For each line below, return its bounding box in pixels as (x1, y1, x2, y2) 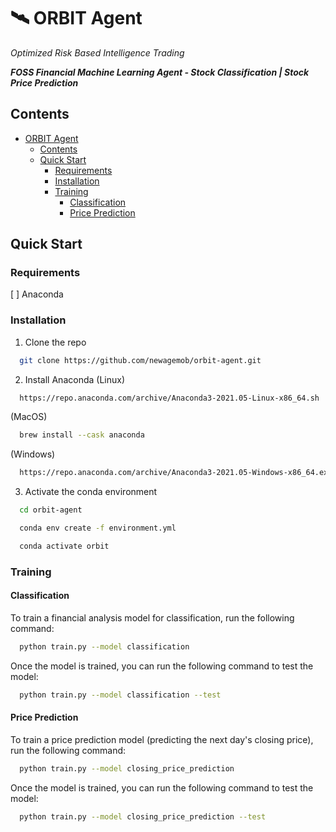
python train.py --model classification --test (19, 690, 222, 700)
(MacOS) (10, 411, 48, 423)
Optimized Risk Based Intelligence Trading (10, 46, 185, 59)
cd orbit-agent (19, 505, 83, 515)
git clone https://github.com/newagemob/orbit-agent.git (19, 355, 262, 365)
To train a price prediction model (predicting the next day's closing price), (10, 733, 314, 745)
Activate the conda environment (24, 486, 158, 498)
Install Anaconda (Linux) (24, 373, 125, 385)
